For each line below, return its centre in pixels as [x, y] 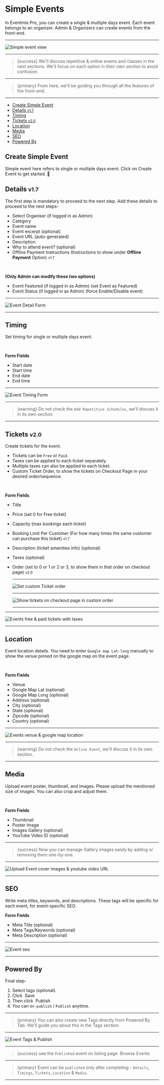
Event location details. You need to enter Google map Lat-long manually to [79, 651]
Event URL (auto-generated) [41, 237]
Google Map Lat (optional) [38, 690]
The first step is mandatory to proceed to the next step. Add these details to [81, 201]
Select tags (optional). [34, 990]
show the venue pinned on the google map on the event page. [68, 656]
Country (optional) [31, 721]
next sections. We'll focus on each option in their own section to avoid [87, 66]
